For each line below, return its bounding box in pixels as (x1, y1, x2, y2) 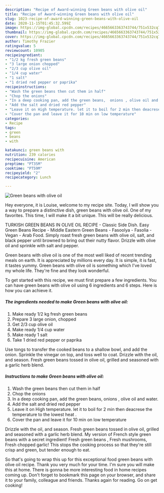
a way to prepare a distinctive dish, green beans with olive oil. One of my (5, 207, 151, 213)
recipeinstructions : (5, 84, 47, 89)
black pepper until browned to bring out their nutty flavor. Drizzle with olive (5, 237, 156, 243)
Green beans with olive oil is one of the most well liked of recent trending (5, 252, 152, 258)
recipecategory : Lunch (5, 175, 51, 180)
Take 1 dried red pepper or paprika (12, 337, 82, 343)
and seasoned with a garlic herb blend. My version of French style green (5, 431, 151, 437)
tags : (5, 125, 16, 130)
